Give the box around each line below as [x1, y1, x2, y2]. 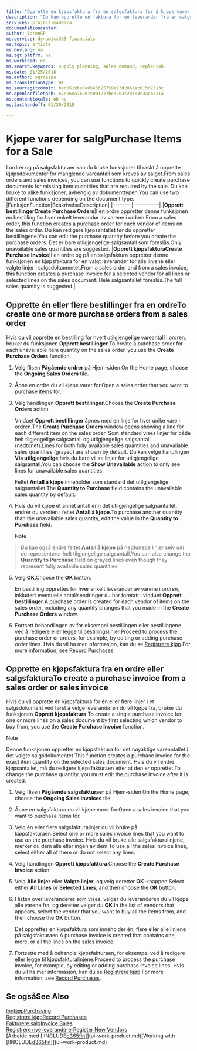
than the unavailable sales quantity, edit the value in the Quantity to [14, 515, 179, 522]
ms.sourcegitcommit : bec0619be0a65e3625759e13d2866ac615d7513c [6, 85, 164, 91]
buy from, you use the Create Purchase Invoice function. [6, 723, 145, 730]
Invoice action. [14, 866, 51, 874]
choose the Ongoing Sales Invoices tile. [14, 795, 113, 802]
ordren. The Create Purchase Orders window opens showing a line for [14, 423, 184, 430]
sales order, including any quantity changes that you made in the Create [14, 604, 189, 611]
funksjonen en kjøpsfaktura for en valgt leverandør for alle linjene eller [6, 258, 176, 265]
